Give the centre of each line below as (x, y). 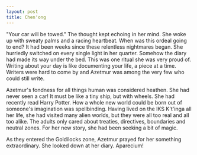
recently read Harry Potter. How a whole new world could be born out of (94, 102)
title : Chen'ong (26, 17)
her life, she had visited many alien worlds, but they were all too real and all (98, 115)
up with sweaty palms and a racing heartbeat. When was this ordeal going (97, 40)
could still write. (25, 78)
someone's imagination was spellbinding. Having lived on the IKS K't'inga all (99, 109)
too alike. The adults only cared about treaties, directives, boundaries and (96, 121)
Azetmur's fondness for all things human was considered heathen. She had (98, 90)
